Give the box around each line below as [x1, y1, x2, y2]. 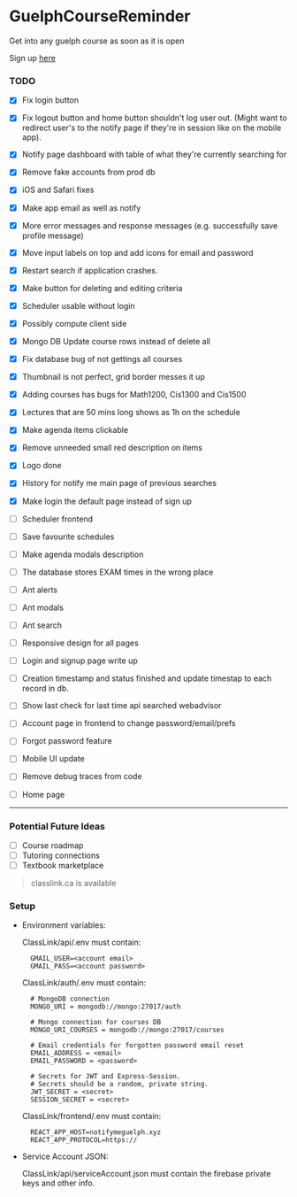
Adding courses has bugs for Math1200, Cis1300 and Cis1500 [21, 390, 247, 400]
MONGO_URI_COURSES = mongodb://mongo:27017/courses [30, 1025, 225, 1035]
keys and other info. [21, 1178, 95, 1188]
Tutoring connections [21, 850, 100, 861]
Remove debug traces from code [21, 771, 143, 782]
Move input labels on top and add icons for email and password [21, 247, 254, 258]
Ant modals [21, 602, 65, 613]
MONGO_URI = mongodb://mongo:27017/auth [30, 1002, 181, 1011]
